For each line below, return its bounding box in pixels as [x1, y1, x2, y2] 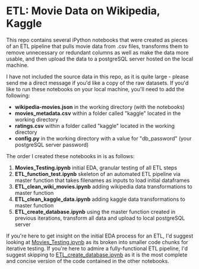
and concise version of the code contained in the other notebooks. [6, 257, 169, 264]
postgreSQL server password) [14, 141, 89, 148]
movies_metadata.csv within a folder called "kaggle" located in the [14, 110, 181, 117]
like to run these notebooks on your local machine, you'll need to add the [6, 85, 185, 92]
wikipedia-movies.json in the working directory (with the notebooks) [14, 103, 185, 110]
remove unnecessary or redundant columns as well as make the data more [6, 49, 189, 56]
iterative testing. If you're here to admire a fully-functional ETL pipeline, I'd [6, 245, 188, 252]
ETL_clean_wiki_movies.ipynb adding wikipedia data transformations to [14, 182, 192, 190]
